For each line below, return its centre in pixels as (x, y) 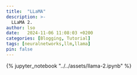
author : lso (21, 28)
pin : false (19, 49)
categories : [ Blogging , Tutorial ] (49, 38)
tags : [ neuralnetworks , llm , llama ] (49, 44)
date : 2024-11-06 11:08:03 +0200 (50, 33)
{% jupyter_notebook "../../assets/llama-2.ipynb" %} (69, 66)
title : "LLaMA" (26, 11)
